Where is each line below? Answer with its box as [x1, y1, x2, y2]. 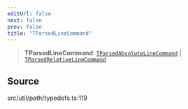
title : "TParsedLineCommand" [7, 29, 92, 37]
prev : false [7, 23, 42, 30]
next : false [7, 17, 42, 24]
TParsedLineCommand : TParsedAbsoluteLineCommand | [24, 49, 182, 57]
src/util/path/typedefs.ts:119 [7, 94, 88, 102]
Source [7, 75, 40, 87]
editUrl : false [7, 10, 52, 17]
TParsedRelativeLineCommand [24, 57, 106, 64]
